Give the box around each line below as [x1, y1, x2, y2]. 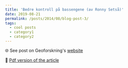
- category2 [9, 34, 34, 39]
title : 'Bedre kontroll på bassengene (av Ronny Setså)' [5, 7, 124, 12]
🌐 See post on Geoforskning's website [5, 47, 83, 53]
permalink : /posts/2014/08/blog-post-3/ [5, 16, 89, 21]
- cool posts [9, 25, 36, 30]
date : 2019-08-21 [5, 12, 41, 17]
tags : [5, 20, 16, 26]
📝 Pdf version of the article [5, 57, 59, 63]
